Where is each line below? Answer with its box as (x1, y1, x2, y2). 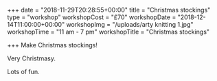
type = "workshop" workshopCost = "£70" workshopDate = (7, 13, 176, 21)
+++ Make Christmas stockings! (7, 41, 98, 49)
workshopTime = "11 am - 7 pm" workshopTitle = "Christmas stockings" (7, 27, 210, 36)
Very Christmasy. (7, 54, 56, 62)
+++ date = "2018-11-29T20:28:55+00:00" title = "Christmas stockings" (7, 6, 211, 14)
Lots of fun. (7, 68, 40, 76)
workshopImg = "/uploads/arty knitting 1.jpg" (66, 21, 194, 28)
